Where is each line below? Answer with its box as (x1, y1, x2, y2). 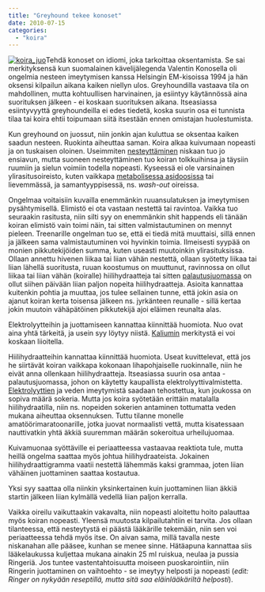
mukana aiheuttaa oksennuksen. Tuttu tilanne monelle (8, 411, 184, 420)
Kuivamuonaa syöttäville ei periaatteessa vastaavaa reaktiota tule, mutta (8, 443, 244, 453)
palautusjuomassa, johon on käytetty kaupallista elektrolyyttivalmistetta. (8, 378, 243, 387)
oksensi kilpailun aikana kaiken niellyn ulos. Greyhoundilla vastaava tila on (8, 81, 249, 90)
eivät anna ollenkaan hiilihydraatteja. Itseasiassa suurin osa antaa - (8, 369, 226, 378)
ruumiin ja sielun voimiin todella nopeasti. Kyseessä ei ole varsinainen (8, 163, 235, 173)
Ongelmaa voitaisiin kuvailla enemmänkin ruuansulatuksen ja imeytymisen (8, 195, 250, 205)
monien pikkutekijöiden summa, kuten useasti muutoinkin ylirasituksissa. (8, 246, 245, 256)
